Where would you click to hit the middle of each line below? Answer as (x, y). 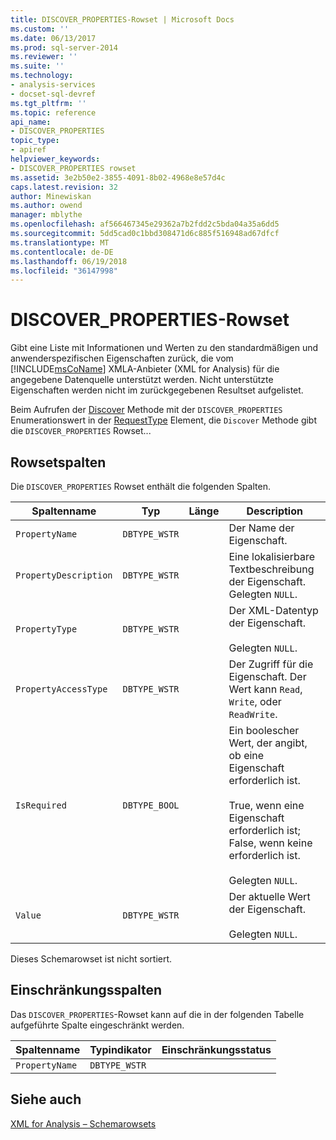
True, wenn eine (266, 805)
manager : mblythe (46, 215)
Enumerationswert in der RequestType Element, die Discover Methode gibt (164, 420)
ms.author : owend (46, 206)
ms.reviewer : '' (44, 57)
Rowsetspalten (58, 462)
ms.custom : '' (40, 29)
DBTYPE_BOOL (151, 805)
